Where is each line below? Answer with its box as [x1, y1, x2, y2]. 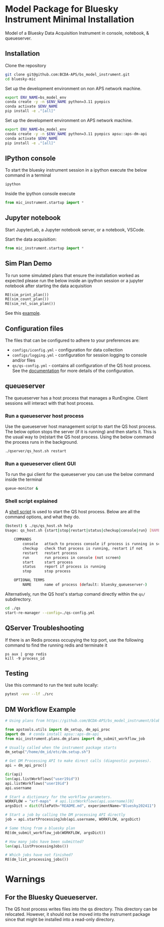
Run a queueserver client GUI [5, 460, 76, 467]
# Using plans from [5, 718, 45, 724]
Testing [5, 669, 29, 677]
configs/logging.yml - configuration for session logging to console [12, 352, 147, 358]
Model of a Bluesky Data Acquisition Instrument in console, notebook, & [5, 30, 149, 36]
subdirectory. [5, 596, 32, 602]
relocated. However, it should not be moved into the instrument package [5, 911, 150, 917]
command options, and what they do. [5, 514, 80, 520]
